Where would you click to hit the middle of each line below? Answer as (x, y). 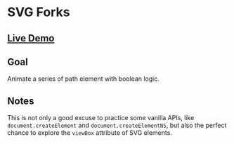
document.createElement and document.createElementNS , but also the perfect (117, 125)
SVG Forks (39, 12)
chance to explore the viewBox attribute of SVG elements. (90, 133)
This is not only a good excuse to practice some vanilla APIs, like (101, 118)
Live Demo (31, 38)
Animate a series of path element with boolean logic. (83, 79)
